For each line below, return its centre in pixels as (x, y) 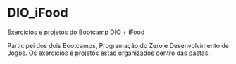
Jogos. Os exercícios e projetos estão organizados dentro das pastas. (108, 53)
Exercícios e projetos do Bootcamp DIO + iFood (76, 32)
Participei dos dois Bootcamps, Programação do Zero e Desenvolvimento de (118, 45)
